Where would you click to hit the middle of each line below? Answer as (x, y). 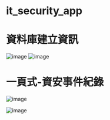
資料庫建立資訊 (42, 40)
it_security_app (44, 11)
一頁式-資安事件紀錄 (55, 82)
